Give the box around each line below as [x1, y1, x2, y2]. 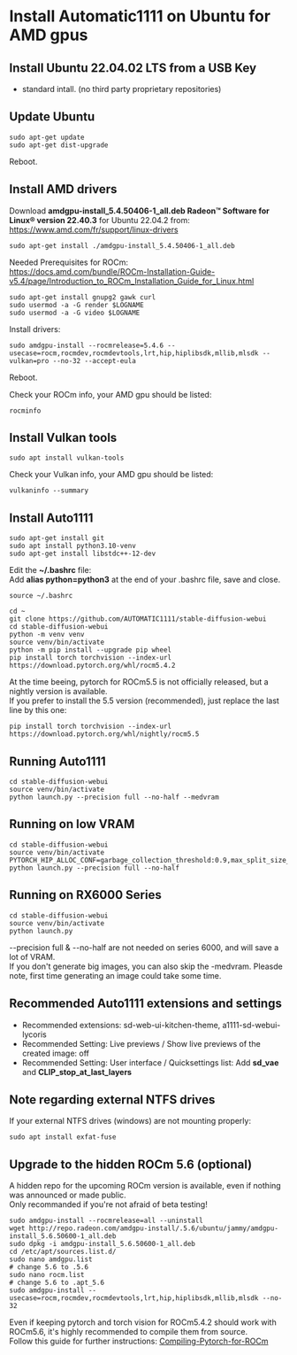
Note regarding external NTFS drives [9, 1092, 216, 1107]
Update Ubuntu [9, 109, 95, 125]
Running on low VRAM [9, 817, 135, 832]
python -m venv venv [9, 631, 86, 639]
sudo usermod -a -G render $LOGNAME [9, 300, 144, 309]
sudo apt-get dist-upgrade [9, 140, 109, 150]
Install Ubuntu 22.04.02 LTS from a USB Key [9, 60, 257, 75]
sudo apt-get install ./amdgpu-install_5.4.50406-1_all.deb [9, 241, 236, 250]
